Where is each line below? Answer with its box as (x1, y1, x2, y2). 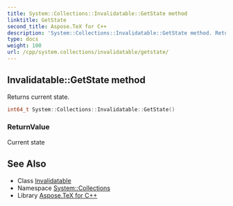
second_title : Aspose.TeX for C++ (7, 23, 107, 30)
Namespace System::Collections (17, 184, 111, 192)
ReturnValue (7, 122, 50, 132)
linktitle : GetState (7, 17, 67, 24)
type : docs (7, 36, 39, 43)
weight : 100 (7, 42, 42, 49)
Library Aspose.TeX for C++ (17, 191, 98, 199)
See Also (7, 158, 46, 170)
